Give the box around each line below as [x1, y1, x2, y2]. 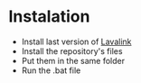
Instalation [8, 6, 90, 27]
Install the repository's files [21, 45, 123, 56]
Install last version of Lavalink [21, 36, 132, 47]
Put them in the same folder [21, 55, 126, 66]
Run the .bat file [21, 65, 81, 76]
